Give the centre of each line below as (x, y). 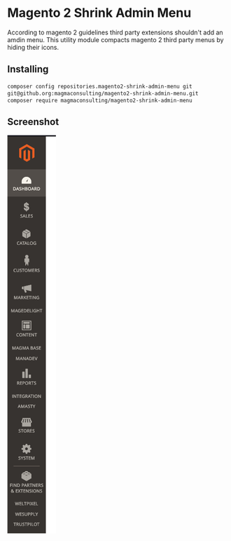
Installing (28, 69)
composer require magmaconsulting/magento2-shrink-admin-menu (100, 100)
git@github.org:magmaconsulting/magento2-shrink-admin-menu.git (103, 93)
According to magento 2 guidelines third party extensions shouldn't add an (115, 32)
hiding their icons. (33, 47)
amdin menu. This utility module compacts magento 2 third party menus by (115, 39)
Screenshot (33, 122)
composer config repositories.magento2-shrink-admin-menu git (100, 86)
